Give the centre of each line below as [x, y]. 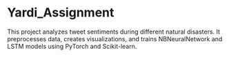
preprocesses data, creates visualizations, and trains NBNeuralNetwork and [115, 38]
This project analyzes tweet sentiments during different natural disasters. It [114, 32]
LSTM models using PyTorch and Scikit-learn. [72, 46]
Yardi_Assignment [61, 13]
